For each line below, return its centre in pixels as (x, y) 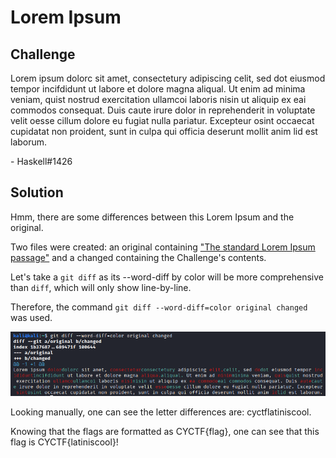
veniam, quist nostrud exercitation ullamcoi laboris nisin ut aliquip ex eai (158, 99)
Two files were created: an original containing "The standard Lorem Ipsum (163, 247)
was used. (31, 317)
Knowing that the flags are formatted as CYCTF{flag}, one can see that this (165, 432)
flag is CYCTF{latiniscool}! (64, 442)
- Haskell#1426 (41, 161)
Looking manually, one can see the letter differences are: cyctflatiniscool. (161, 412)
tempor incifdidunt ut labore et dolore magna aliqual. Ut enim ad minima (158, 89)
